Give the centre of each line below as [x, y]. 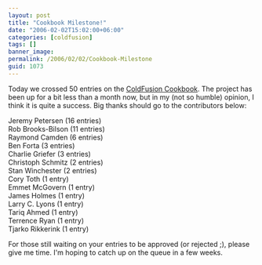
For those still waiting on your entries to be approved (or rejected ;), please [129, 244]
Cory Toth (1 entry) [38, 179]
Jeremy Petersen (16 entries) [55, 120]
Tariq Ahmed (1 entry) [43, 212]
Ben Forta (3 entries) [42, 145]
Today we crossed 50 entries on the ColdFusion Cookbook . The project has [130, 89]
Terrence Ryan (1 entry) [46, 220]
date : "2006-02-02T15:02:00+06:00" [66, 30]
